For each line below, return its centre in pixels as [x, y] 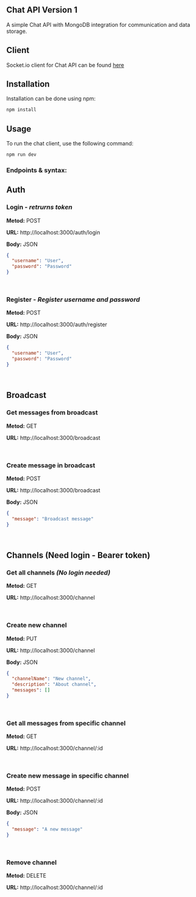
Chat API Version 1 [42, 10]
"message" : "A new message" [47, 829]
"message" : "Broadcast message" [53, 519]
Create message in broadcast [51, 465]
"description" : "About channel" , [54, 685]
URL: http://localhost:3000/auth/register [57, 324]
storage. [17, 31]
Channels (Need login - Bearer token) [78, 555]
